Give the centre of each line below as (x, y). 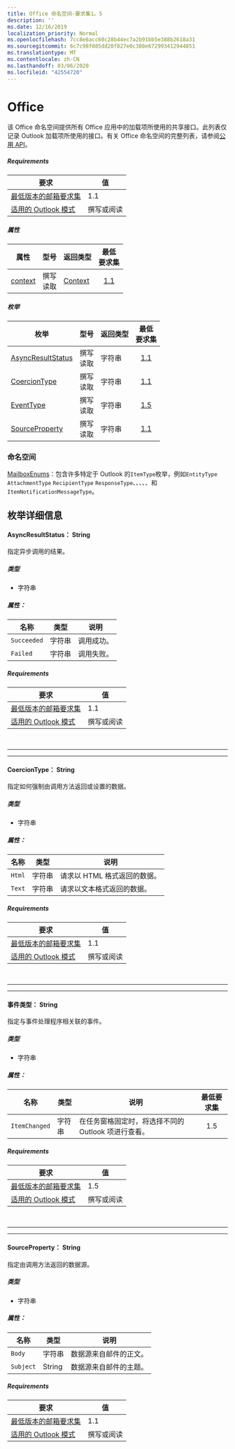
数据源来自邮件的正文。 (109, 1354)
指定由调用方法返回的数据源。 (50, 1264)
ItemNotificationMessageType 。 (53, 491)
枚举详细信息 (35, 516)
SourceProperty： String (44, 1247)
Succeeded (27, 640)
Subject (23, 1366)
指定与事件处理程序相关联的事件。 (56, 1021)
